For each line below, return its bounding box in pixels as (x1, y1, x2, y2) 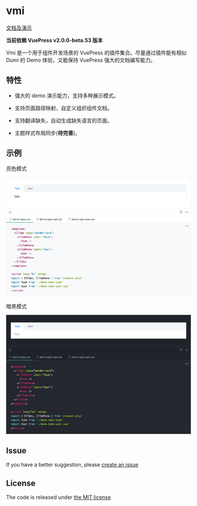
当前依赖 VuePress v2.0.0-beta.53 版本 (6, 36, 103, 43)
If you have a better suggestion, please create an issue (6, 461, 139, 468)
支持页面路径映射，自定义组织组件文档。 (14, 104, 113, 111)
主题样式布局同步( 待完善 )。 (14, 129, 81, 136)
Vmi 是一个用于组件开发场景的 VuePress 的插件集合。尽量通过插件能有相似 (6, 49, 187, 56)
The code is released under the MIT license (6, 494, 111, 501)
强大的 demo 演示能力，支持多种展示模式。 (14, 92, 119, 99)
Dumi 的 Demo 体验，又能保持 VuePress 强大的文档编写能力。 (6, 56, 156, 63)
